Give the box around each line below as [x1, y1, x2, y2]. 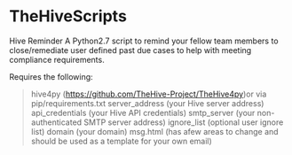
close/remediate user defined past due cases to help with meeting [9, 44, 252, 55]
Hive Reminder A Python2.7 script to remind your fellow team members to [9, 35, 279, 46]
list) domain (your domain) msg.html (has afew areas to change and [30, 126, 279, 136]
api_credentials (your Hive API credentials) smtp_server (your [30, 107, 256, 118]
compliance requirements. [9, 54, 105, 65]
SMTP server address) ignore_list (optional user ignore [83, 117, 284, 128]
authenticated [30, 117, 83, 128]
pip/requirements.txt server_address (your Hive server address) [30, 97, 264, 108]
